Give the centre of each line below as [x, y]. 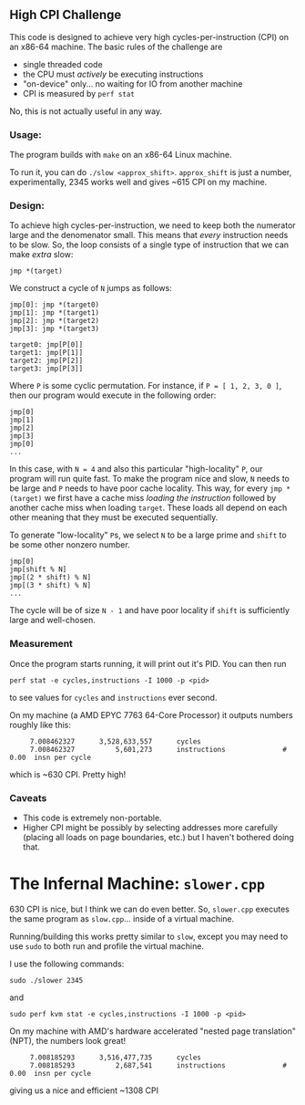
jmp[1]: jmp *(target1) [55, 313]
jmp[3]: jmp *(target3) [55, 329]
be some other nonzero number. [70, 545]
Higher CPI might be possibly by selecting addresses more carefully [150, 828]
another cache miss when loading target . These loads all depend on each [148, 508]
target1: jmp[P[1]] [46, 353]
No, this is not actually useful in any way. [86, 111]
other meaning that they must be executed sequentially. [114, 517]
